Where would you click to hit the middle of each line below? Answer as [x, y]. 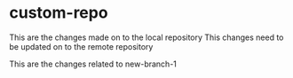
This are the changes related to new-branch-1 [93, 64]
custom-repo [59, 13]
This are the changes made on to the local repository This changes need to [146, 37]
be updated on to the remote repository [81, 46]
